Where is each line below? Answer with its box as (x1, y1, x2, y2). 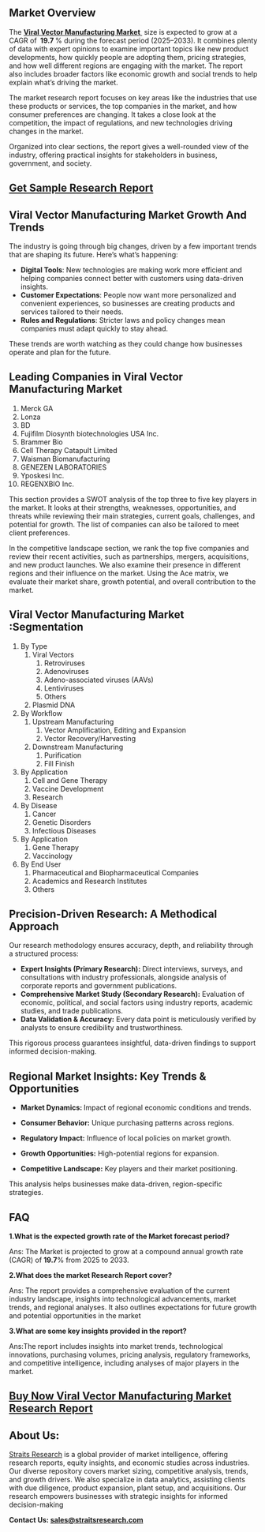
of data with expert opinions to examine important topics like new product (9, 43, 249, 54)
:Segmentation (9, 620, 84, 634)
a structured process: (9, 949, 79, 958)
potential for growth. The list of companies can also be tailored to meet (9, 519, 240, 529)
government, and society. (9, 158, 92, 168)
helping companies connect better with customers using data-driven (20, 274, 244, 283)
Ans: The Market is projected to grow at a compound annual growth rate (9, 1247, 244, 1257)
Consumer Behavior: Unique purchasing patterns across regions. (20, 1118, 235, 1128)
